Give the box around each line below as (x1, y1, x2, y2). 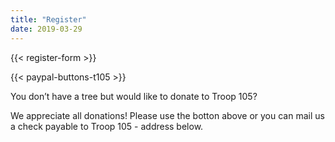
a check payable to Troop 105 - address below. (10, 120, 204, 132)
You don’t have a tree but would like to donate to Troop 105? (10, 90, 258, 102)
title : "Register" (10, 14, 87, 25)
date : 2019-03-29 (10, 24, 83, 34)
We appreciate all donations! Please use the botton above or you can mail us (10, 109, 325, 121)
